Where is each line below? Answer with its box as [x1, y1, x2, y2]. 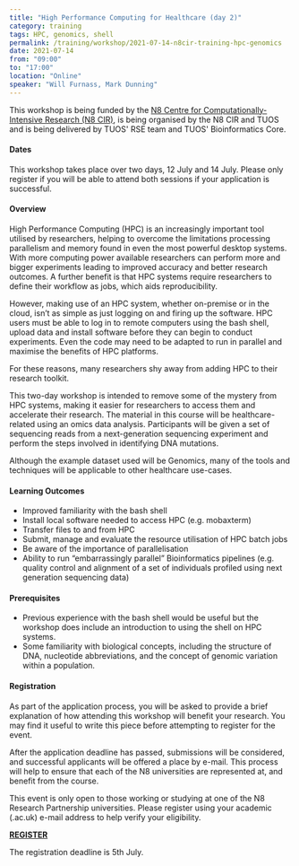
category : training [9, 22, 82, 31]
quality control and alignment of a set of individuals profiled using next [21, 563, 283, 573]
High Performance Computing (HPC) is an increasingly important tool [9, 223, 265, 234]
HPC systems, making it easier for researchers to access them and [9, 400, 256, 411]
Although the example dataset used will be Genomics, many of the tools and [9, 455, 291, 467]
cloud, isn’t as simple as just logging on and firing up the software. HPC [9, 308, 273, 319]
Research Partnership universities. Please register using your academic [9, 802, 273, 813]
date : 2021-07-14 [9, 47, 74, 56]
